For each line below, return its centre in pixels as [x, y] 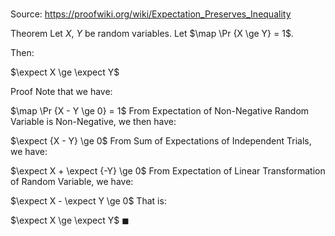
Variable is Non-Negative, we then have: [93, 122]
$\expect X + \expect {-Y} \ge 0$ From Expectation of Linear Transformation [168, 171]
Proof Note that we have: [61, 92]
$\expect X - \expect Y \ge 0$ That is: [88, 201]
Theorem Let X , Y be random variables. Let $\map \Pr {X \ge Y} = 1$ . [152, 34]
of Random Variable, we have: [72, 182]
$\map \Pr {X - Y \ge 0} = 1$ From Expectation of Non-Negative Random [160, 111]
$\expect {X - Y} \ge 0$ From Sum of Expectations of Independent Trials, [161, 141]
